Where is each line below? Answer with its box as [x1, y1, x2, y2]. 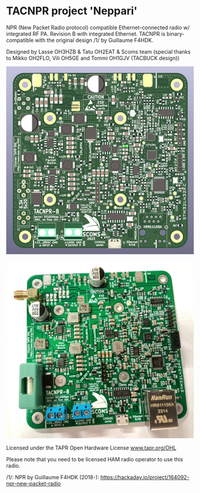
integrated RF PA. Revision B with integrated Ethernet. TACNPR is [6, 30, 165, 37]
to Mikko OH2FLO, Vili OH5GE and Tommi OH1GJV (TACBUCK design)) [6, 54, 180, 61]
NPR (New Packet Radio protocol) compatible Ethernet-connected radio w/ [6, 24, 190, 31]
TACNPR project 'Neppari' [6, 4, 138, 18]
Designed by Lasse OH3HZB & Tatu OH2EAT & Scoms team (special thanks [6, 48, 191, 55]
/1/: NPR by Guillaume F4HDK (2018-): [6, 474, 99, 481]
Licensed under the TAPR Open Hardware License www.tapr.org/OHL [6, 444, 177, 451]
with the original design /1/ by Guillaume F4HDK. [35, 36, 154, 44]
